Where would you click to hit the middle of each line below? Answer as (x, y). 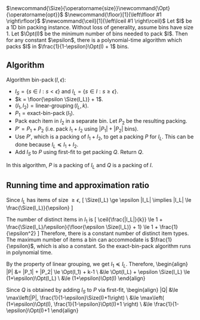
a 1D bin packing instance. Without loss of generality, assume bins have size (100, 27)
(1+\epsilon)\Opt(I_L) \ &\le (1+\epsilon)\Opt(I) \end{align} (76, 278)
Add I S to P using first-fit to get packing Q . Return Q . (79, 153)
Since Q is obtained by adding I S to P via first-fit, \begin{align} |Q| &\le (92, 291)
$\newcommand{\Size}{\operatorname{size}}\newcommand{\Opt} (88, 8)
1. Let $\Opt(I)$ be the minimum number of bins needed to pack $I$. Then (97, 34)
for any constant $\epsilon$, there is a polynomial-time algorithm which (94, 40)
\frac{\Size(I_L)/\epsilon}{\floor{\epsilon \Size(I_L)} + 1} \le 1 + (82, 227)
